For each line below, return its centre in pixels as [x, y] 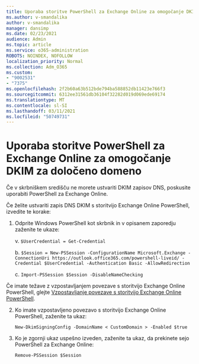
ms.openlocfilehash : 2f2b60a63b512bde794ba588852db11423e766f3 [86, 89]
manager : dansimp [28, 28]
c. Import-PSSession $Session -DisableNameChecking [79, 274]
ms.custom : [20, 72]
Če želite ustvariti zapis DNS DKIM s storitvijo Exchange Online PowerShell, [98, 205]
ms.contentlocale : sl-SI [37, 105]
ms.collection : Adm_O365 [37, 67]
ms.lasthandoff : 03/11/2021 [41, 111]
